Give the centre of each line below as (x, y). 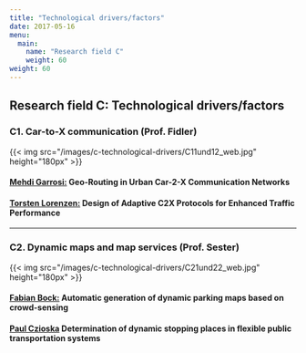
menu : (20, 35)
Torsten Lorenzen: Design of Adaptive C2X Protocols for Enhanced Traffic (152, 202)
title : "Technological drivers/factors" (87, 18)
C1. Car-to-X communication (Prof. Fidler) (103, 131)
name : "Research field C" (75, 52)
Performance (35, 213)
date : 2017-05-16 (42, 26)
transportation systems (55, 337)
